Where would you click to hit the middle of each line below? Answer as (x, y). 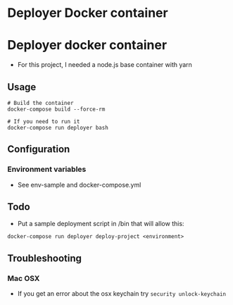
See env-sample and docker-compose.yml (79, 185)
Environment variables (47, 169)
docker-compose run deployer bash (58, 127)
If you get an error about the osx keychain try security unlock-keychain (122, 294)
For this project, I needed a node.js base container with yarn (105, 65)
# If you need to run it (44, 121)
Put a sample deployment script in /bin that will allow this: (101, 224)
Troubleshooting (45, 258)
